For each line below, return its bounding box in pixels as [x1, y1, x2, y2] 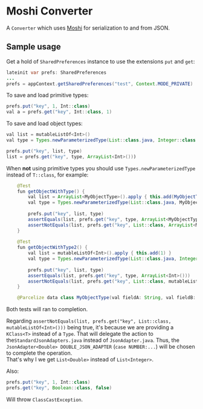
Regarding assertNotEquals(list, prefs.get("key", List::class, [6, 317, 172, 324]
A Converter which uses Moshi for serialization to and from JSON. [6, 24, 170, 31]
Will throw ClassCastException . [6, 396, 83, 403]
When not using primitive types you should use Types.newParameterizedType [6, 164, 196, 172]
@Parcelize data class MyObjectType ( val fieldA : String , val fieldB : [17, 295, 196, 301]
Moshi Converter [6, 4, 93, 18]
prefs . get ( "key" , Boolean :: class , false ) [6, 385, 112, 391]
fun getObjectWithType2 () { [17, 245, 88, 251]
